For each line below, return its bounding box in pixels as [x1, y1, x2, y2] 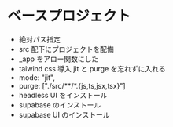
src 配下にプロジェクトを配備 [18, 44, 115, 53]
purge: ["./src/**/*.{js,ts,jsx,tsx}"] [18, 81, 127, 90]
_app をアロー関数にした [18, 54, 99, 63]
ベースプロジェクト [7, 7, 131, 25]
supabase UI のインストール [18, 110, 110, 119]
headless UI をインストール [18, 90, 108, 100]
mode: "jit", [18, 72, 56, 82]
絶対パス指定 [18, 34, 61, 44]
